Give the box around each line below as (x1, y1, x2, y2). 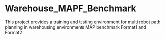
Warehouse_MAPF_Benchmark (5, 3, 137, 14)
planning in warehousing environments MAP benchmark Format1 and (5, 24, 147, 30)
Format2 (5, 29, 22, 35)
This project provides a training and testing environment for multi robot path (5, 19, 161, 25)
